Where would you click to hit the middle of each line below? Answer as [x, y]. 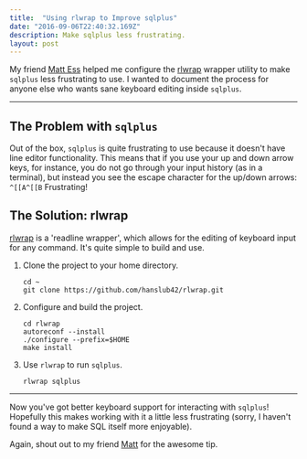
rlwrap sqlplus [52, 381]
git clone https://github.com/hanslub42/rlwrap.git [123, 290]
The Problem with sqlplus [84, 126]
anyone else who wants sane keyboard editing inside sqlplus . [126, 89]
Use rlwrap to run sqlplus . [73, 364]
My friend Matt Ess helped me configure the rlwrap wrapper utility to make [150, 69]
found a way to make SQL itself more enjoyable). [101, 426]
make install [48, 347]
